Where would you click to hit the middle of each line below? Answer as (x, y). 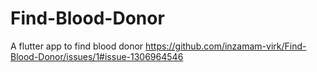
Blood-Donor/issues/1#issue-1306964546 (97, 56)
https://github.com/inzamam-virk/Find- (226, 46)
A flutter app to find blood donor (77, 46)
